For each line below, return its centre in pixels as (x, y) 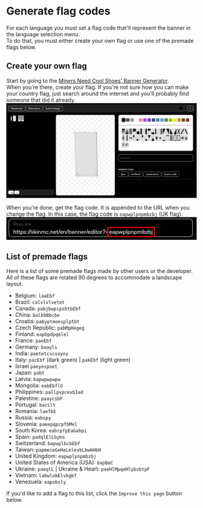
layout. (14, 284)
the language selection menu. (43, 34)
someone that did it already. (41, 100)
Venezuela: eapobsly (40, 482)
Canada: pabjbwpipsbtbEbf (48, 309)
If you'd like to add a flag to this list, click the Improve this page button (94, 494)
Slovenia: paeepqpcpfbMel (46, 424)
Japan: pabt (30, 373)
